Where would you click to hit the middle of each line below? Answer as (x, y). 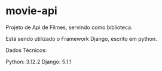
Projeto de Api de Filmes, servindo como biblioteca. (69, 27)
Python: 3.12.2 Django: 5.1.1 (39, 62)
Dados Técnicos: (26, 50)
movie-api (31, 11)
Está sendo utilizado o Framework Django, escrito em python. (81, 38)
